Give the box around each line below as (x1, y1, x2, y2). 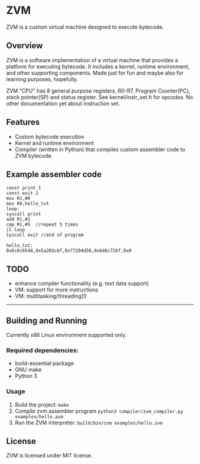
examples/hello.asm (14, 413, 64, 420)
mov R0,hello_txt (6, 201, 49, 207)
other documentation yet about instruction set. (6, 100, 120, 107)
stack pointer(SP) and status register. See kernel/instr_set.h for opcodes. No (6, 93, 193, 100)
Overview (6, 41, 43, 51)
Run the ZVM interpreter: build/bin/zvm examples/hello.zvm (14, 419, 162, 426)
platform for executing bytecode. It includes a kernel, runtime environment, (6, 63, 190, 70)
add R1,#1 (6, 216, 31, 223)
